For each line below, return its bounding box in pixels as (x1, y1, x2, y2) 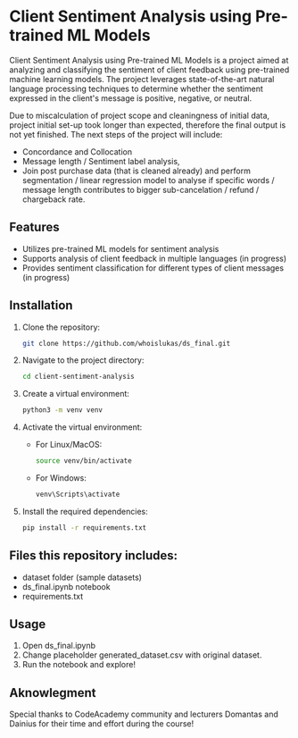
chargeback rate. (21, 194, 86, 205)
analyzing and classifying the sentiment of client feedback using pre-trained (9, 64, 290, 75)
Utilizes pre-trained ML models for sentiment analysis (21, 243, 219, 254)
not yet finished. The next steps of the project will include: (9, 129, 223, 139)
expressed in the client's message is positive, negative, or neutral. (9, 92, 252, 104)
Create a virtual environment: (21, 389, 129, 399)
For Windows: (35, 473, 87, 483)
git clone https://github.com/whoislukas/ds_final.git (21, 339, 231, 348)
